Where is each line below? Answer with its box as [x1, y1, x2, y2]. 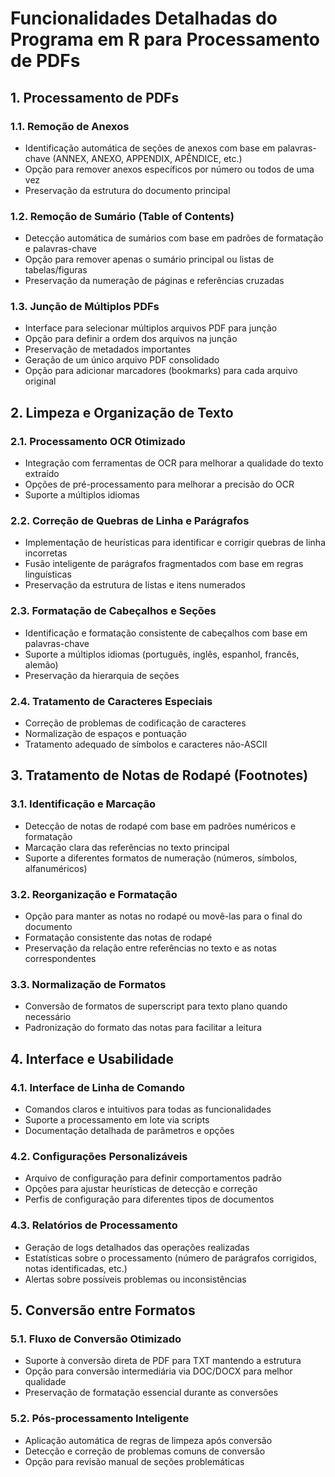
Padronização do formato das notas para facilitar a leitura [24, 1022, 262, 1034]
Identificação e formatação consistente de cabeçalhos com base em [24, 627, 308, 639]
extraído [24, 468, 60, 480]
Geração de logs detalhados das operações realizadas [24, 1241, 250, 1253]
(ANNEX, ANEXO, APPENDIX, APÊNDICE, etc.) [52, 152, 243, 164]
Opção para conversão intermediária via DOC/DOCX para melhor [24, 1365, 293, 1377]
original [24, 375, 57, 387]
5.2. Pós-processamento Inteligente [10, 1412, 190, 1426]
